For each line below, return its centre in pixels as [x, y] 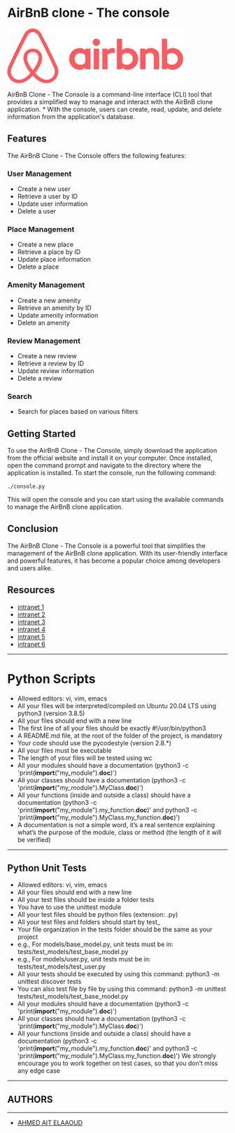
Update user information [52, 204]
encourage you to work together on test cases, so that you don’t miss [117, 1063]
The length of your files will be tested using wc [85, 758]
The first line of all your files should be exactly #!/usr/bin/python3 [112, 728]
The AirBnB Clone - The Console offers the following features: [97, 155]
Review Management [44, 341]
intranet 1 [30, 607]
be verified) [34, 839]
